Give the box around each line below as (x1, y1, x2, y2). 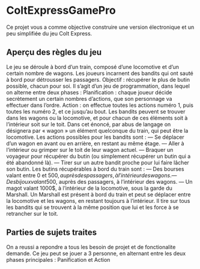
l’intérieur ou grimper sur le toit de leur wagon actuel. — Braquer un (6, 146, 174, 153)
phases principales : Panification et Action (6, 256, 111, 263)
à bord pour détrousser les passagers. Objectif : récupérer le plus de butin (6, 76, 190, 83)
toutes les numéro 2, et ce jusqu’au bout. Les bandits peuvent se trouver (6, 107, 186, 115)
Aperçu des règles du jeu (6, 47, 102, 58)
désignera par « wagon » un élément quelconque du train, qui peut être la (6, 127, 189, 134)
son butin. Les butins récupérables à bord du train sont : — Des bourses (6, 165, 184, 172)
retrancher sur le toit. (6, 210, 59, 217)
